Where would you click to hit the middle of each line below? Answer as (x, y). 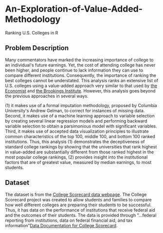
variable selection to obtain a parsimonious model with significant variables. (81, 126)
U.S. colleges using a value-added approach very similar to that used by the (81, 86)
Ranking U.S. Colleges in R (32, 33)
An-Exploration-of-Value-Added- (74, 9)
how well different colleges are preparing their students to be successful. (78, 205)
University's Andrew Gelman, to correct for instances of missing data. (75, 110)
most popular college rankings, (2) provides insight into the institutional (76, 157)
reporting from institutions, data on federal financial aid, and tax (69, 220)
